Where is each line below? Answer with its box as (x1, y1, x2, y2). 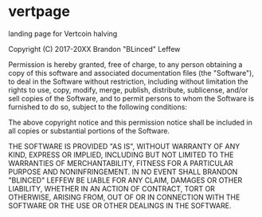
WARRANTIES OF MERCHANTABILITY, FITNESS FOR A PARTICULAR (8, 158, 233, 168)
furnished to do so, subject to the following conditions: (8, 102, 187, 112)
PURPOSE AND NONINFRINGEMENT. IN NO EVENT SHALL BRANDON (8, 167, 238, 176)
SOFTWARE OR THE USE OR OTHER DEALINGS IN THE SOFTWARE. (8, 200, 232, 210)
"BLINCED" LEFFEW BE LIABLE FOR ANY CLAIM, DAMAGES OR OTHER (8, 175, 243, 185)
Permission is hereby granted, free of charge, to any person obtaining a (8, 59, 243, 69)
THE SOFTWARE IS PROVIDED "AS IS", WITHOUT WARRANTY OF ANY (8, 141, 240, 151)
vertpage (8, 2, 70, 21)
